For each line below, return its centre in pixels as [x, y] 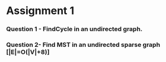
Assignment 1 [40, 11]
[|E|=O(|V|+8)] [28, 52]
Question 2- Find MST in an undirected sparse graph [83, 45]
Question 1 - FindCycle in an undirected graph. [74, 29]
